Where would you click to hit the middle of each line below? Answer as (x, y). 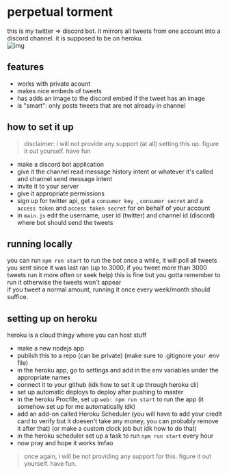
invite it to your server (48, 186)
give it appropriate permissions (60, 193)
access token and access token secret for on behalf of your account (113, 208)
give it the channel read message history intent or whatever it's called (115, 171)
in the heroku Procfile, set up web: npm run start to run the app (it (110, 399)
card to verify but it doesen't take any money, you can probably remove (118, 421)
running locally (40, 244)
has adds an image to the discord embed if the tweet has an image (111, 98)
